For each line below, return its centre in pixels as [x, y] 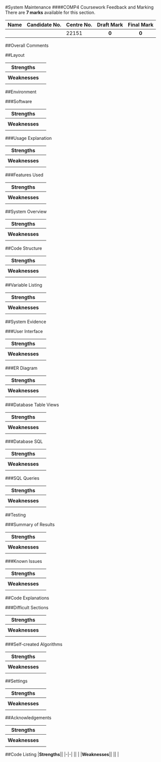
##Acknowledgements [28, 718]
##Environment [21, 92]
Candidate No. [44, 25]
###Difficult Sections [27, 607]
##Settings [16, 681]
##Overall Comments [27, 45]
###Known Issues [24, 561]
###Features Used [24, 175]
